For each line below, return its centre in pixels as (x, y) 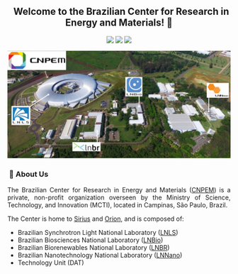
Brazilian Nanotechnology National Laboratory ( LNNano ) (100, 255)
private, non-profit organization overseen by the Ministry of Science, (119, 197)
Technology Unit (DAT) (51, 263)
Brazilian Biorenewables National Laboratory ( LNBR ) (93, 247)
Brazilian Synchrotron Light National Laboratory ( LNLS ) (98, 232)
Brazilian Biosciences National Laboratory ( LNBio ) (90, 240)
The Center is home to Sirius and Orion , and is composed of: (96, 219)
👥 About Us (29, 175)
